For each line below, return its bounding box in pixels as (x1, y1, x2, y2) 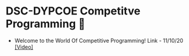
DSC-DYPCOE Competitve (5, 4, 141, 18)
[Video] (14, 43, 34, 51)
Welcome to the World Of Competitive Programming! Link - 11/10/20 (14, 37, 184, 44)
